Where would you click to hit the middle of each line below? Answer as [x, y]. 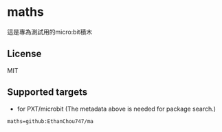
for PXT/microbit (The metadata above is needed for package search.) [116, 109]
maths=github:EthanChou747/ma [51, 121]
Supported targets [47, 92]
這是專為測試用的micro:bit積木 [50, 32]
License [24, 54]
